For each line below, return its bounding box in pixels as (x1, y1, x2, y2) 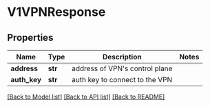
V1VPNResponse (7, 4, 106, 20)
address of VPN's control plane (72, 64, 173, 73)
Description (102, 52, 143, 61)
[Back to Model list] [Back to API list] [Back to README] (7, 93, 165, 101)
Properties (7, 32, 54, 43)
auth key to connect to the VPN (72, 75, 173, 84)
